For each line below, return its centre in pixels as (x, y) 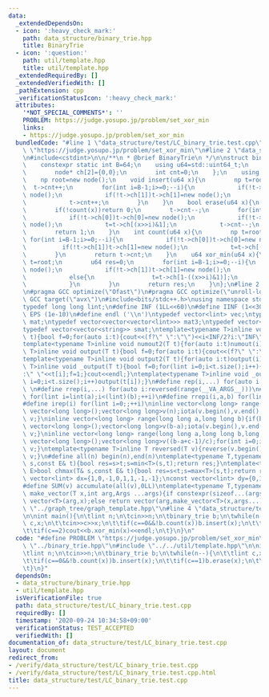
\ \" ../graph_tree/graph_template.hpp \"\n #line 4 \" (112, 508)
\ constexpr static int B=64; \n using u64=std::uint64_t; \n (136, 165)
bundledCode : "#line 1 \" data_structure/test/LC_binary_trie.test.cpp (136, 143)
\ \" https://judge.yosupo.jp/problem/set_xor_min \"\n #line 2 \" (132, 150)
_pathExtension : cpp (50, 90)
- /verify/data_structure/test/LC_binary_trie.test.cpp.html (112, 673)
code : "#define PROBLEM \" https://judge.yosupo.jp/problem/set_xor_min (138, 539)
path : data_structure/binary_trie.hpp (87, 38)
